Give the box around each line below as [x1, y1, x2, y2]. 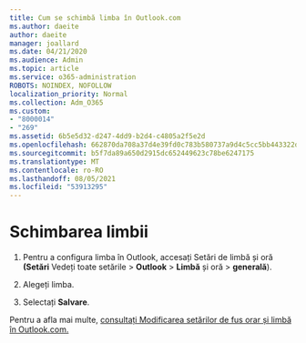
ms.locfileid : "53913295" [9, 183, 107, 192]
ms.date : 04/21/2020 [9, 47, 88, 56]
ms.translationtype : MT [9, 156, 100, 166]
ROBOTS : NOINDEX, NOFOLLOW [9, 81, 112, 90]
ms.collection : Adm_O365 [9, 97, 104, 107]
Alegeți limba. [22, 279, 75, 290]
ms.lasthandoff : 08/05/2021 [9, 174, 117, 183]
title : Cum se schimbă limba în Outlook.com [9, 13, 181, 23]
